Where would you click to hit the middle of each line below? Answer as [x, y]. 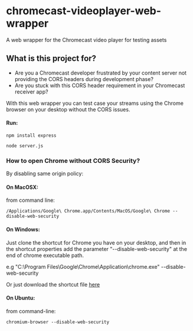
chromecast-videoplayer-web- [84, 11]
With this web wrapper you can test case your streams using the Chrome [95, 103]
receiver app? [31, 91]
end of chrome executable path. [45, 255]
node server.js [25, 146]
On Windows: [23, 230]
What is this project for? [51, 58]
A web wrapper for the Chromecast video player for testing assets [86, 40]
